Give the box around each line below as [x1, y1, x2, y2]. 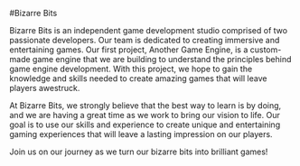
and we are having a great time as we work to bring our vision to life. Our [9, 110, 280, 120]
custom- [249, 44, 282, 55]
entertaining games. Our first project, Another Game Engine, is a [9, 44, 248, 55]
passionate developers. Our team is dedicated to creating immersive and [9, 35, 280, 45]
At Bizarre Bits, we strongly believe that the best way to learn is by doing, [9, 100, 282, 111]
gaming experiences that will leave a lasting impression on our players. [9, 129, 273, 139]
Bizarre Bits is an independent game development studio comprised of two [9, 25, 287, 35]
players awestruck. [9, 83, 80, 93]
